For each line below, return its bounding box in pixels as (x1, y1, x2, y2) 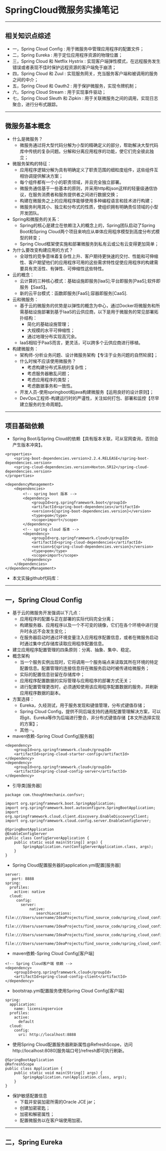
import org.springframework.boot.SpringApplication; (5, 801, 116, 806)
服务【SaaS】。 (19, 284, 50, 290)
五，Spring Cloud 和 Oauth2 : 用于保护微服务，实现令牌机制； (12, 82, 138, 89)
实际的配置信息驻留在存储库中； (19, 672, 85, 677)
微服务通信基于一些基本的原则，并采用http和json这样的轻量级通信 (19, 185, 154, 191)
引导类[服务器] (12, 783, 42, 789)
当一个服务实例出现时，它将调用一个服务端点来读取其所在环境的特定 (19, 659, 159, 665)
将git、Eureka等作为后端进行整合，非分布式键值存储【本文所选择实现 (19, 714, 161, 721)
